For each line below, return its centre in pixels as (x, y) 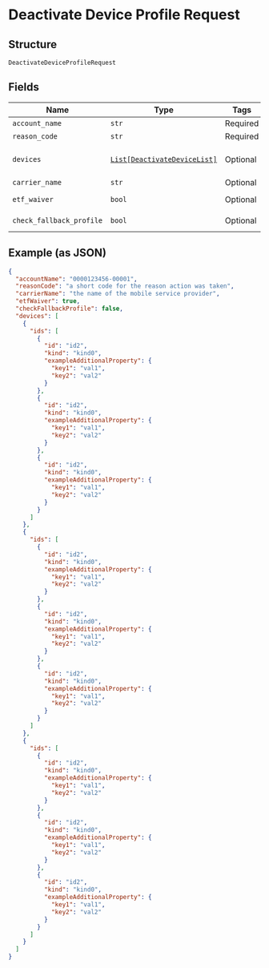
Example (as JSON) (57, 253)
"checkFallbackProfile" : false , (70, 309)
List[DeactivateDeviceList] (164, 159)
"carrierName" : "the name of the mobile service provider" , (118, 294)
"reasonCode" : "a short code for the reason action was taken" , (125, 286)
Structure (33, 44)
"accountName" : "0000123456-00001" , (76, 279)
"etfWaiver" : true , (48, 301)
